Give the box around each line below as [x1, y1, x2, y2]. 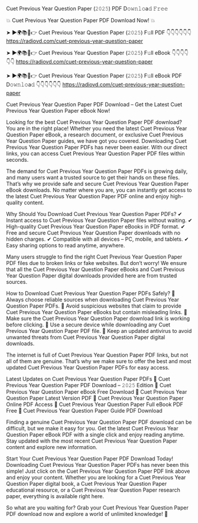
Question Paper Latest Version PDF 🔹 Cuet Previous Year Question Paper [6, 395, 184, 401]
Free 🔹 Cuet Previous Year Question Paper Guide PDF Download [6, 407, 163, 414]
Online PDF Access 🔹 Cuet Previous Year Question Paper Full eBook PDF [6, 401, 183, 408]
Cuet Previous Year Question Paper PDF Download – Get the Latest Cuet [6, 101, 183, 108]
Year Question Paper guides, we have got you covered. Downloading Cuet [6, 138, 187, 144]
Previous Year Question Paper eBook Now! [6, 107, 111, 114]
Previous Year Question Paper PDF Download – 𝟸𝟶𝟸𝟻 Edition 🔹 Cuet [6, 382, 171, 388]
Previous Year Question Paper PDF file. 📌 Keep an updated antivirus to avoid [6, 328, 192, 334]
